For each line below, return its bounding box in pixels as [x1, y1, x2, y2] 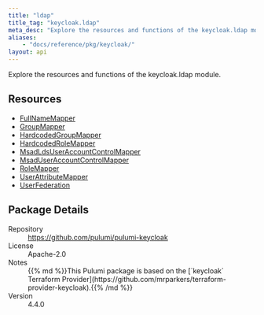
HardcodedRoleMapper [19, 139, 96, 148]
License [8, 241, 34, 250]
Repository [8, 224, 43, 233]
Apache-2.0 [27, 249, 67, 258]
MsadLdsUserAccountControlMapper [19, 146, 141, 156]
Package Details [8, 203, 89, 217]
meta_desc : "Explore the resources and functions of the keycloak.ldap [8, 26, 247, 34]
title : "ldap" [8, 11, 55, 20]
